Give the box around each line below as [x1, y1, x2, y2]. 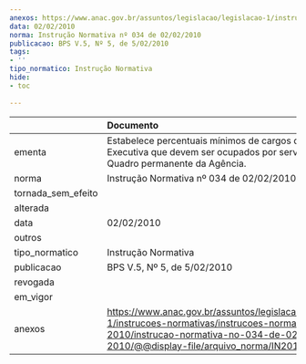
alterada [14, 202, 50, 214]
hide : [9, 73, 30, 82]
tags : [9, 47, 30, 57]
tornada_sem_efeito [14, 186, 98, 199]
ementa [14, 145, 47, 158]
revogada [14, 276, 55, 288]
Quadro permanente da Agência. [107, 157, 247, 170]
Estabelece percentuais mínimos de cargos [107, 134, 291, 147]
